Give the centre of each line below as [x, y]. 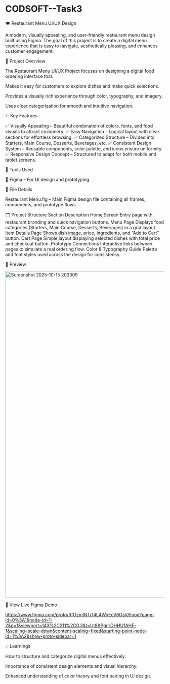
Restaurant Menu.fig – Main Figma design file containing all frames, [75, 199]
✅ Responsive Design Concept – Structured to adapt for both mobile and [81, 154]
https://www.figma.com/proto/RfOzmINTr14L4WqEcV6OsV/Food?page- [80, 614]
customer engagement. [30, 51]
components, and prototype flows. [41, 204]
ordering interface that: [29, 76]
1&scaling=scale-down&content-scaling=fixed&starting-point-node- [76, 631]
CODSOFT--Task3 [44, 9]
